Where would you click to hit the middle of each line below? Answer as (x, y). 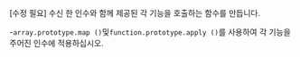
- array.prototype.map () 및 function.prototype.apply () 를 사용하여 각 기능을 (150, 32)
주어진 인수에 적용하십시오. (56, 43)
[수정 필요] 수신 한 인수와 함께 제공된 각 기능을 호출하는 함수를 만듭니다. (135, 13)
